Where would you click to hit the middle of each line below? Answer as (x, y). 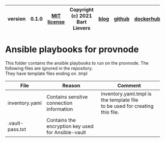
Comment (129, 85)
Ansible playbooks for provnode (72, 50)
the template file (120, 100)
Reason (71, 85)
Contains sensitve (67, 96)
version (17, 19)
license (56, 22)
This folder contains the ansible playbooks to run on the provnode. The (77, 63)
